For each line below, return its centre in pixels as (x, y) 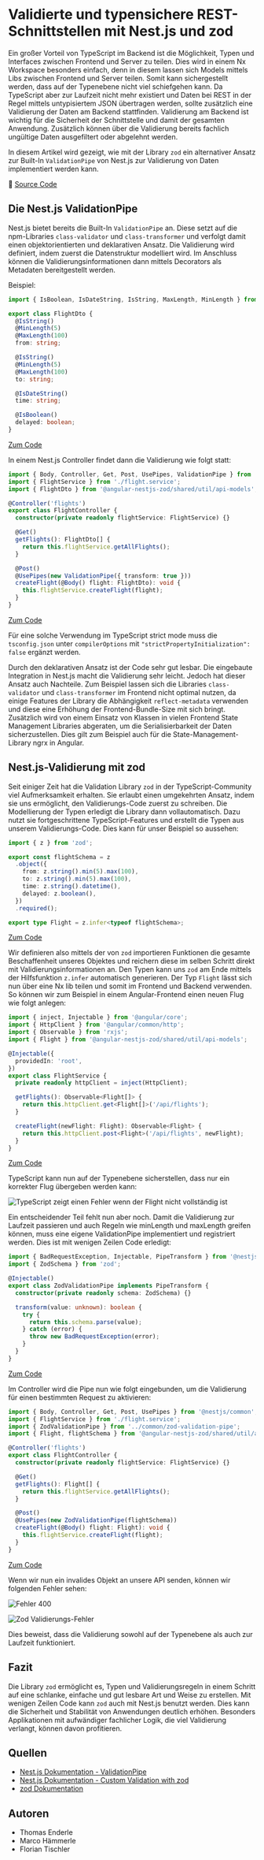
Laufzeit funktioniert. (42, 1642)
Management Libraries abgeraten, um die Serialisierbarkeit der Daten (120, 726)
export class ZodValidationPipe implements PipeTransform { (109, 1286)
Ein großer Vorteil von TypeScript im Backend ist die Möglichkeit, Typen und (131, 53)
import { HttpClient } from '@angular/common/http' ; (96, 1025)
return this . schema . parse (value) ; (86, 1322)
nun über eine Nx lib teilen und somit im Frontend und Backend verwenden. (130, 986)
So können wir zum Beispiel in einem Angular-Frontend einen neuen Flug (126, 995)
